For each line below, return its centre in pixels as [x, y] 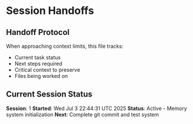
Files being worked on [41, 76]
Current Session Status [49, 94]
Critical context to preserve [47, 70]
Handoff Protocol [38, 32]
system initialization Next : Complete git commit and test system [83, 114]
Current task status [38, 57]
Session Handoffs [50, 11]
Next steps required [38, 63]
